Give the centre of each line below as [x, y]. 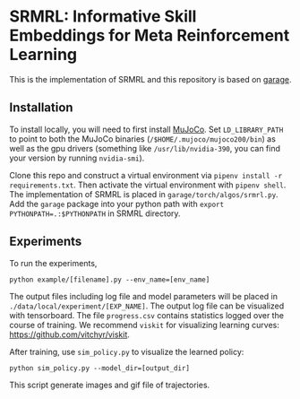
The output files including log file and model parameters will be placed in [144, 296]
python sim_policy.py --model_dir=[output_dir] [100, 368]
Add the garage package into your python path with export [117, 204]
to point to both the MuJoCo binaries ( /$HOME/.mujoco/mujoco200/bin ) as [142, 139]
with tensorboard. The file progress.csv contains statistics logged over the [147, 315]
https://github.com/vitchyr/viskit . [69, 334]
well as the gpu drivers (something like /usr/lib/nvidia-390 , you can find [145, 148]
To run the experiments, [53, 263]
